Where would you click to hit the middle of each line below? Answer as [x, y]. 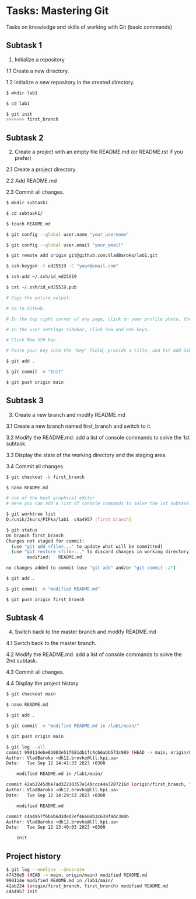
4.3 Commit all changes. [35, 672]
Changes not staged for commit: [45, 541]
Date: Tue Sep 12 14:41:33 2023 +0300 [56, 763]
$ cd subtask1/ [24, 213]
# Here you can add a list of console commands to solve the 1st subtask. [99, 504]
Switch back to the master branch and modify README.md [85, 632]
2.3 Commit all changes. [35, 192]
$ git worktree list [31, 514]
